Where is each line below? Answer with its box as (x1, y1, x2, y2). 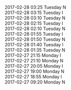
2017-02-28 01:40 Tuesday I (5, 42, 63, 47)
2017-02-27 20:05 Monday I (5, 63, 63, 69)
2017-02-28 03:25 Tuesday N (5, 5, 66, 10)
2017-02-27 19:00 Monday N (5, 68, 65, 74)
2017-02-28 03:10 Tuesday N (5, 15, 66, 21)
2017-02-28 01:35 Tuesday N (5, 47, 65, 53)
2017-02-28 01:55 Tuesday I (5, 31, 63, 37)
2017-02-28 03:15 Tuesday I (5, 10, 63, 16)
